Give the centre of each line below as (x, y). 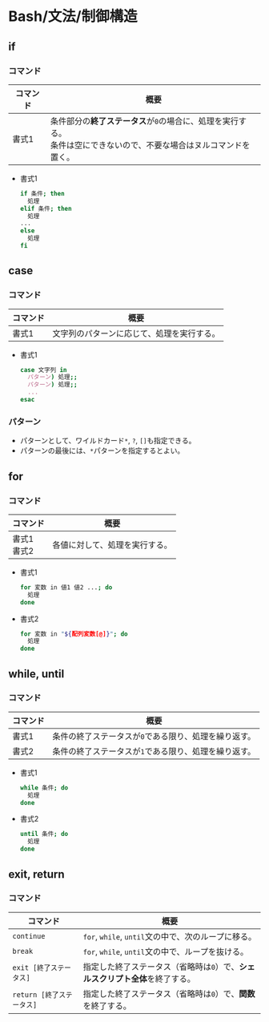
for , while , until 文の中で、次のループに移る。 (170, 936)
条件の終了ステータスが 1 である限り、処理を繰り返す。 (154, 751)
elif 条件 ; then (46, 208)
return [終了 (36, 994)
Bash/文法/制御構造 (73, 16)
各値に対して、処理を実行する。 (112, 544)
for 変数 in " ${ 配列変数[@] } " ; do (74, 634)
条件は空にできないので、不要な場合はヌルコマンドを (150, 145)
